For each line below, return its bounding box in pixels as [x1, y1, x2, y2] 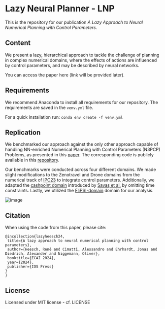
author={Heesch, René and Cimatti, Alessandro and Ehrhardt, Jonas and [7, 247, 158, 252]
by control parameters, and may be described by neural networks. [5, 62, 139, 68]
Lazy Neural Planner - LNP [5, 3, 115, 14]
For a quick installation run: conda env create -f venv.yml [5, 114, 123, 120]
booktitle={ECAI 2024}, [7, 256, 56, 261]
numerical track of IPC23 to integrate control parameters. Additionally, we [5, 177, 155, 183]
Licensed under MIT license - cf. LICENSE [5, 299, 90, 305]
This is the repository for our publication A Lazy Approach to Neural [5, 19, 143, 25]
